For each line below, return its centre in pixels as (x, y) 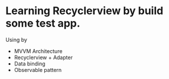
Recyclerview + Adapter (43, 57)
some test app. (43, 23)
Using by (17, 39)
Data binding (30, 64)
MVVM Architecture (38, 51)
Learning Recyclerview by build (84, 11)
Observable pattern (38, 70)
